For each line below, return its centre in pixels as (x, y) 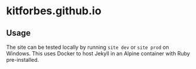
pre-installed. (23, 60)
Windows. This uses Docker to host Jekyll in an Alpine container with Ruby (98, 54)
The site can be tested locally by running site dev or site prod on (88, 47)
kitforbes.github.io (54, 11)
